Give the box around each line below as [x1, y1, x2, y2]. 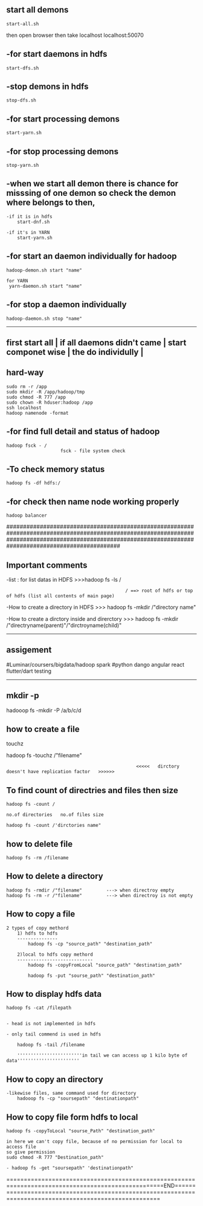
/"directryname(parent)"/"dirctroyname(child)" [6, 621, 122, 629]
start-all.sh [6, 21, 39, 27]
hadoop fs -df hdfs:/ [6, 480, 61, 486]
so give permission [6, 1149, 56, 1155]
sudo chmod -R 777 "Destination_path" [6, 1155, 104, 1161]
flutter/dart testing [6, 667, 52, 675]
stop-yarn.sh [6, 163, 39, 169]
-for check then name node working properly [6, 496, 179, 507]
